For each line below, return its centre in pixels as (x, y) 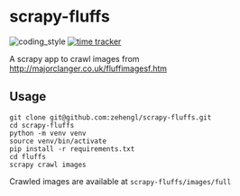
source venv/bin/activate (58, 141)
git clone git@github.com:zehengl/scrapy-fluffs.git (111, 117)
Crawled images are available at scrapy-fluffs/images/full (120, 181)
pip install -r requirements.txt (72, 149)
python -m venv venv (48, 133)
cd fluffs (28, 156)
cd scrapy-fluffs (42, 125)
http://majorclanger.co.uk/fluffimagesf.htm (88, 68)
